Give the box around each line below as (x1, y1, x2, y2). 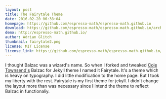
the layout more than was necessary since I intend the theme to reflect (5, 83, 149, 89)
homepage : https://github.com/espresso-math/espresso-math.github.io (5, 21, 152, 26)
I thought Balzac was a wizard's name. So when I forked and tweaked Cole (5, 62, 157, 68)
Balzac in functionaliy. (5, 88, 50, 94)
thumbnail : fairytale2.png (5, 39, 61, 44)
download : (5, 26, 26, 31)
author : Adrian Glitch (5, 35, 52, 40)
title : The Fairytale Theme (5, 12, 63, 17)
